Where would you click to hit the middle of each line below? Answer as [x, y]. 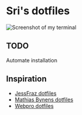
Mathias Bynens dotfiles [44, 100]
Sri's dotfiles [38, 11]
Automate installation [32, 60]
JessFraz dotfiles [36, 93]
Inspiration [27, 79]
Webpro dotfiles [34, 106]
